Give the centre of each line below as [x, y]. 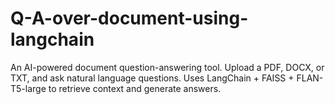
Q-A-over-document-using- [129, 18]
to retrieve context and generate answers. [135, 88]
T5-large [28, 88]
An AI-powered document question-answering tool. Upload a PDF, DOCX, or [167, 67]
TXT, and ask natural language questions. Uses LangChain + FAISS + [152, 78]
